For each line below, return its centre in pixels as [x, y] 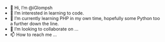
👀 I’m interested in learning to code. [47, 13]
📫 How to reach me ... [33, 34]
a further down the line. [34, 23]
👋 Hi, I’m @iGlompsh [31, 8]
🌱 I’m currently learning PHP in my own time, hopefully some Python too [85, 18]
